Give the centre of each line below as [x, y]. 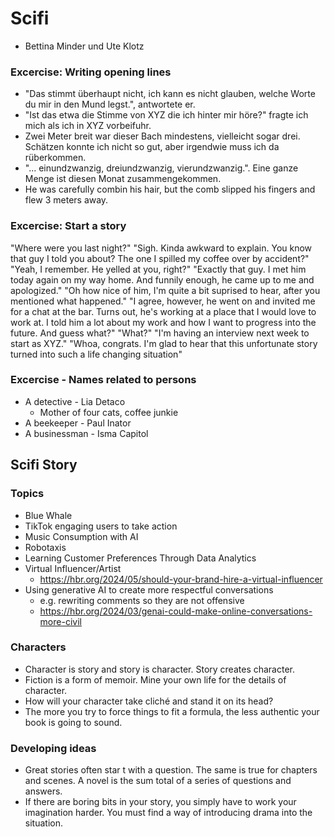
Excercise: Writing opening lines [91, 72]
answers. [43, 791]
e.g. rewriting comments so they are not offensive [142, 600]
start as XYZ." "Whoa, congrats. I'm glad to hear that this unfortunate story [164, 343]
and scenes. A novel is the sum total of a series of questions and [158, 781]
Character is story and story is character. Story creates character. [160, 669]
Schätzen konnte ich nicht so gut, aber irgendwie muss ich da [152, 147]
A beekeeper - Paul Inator [78, 423]
